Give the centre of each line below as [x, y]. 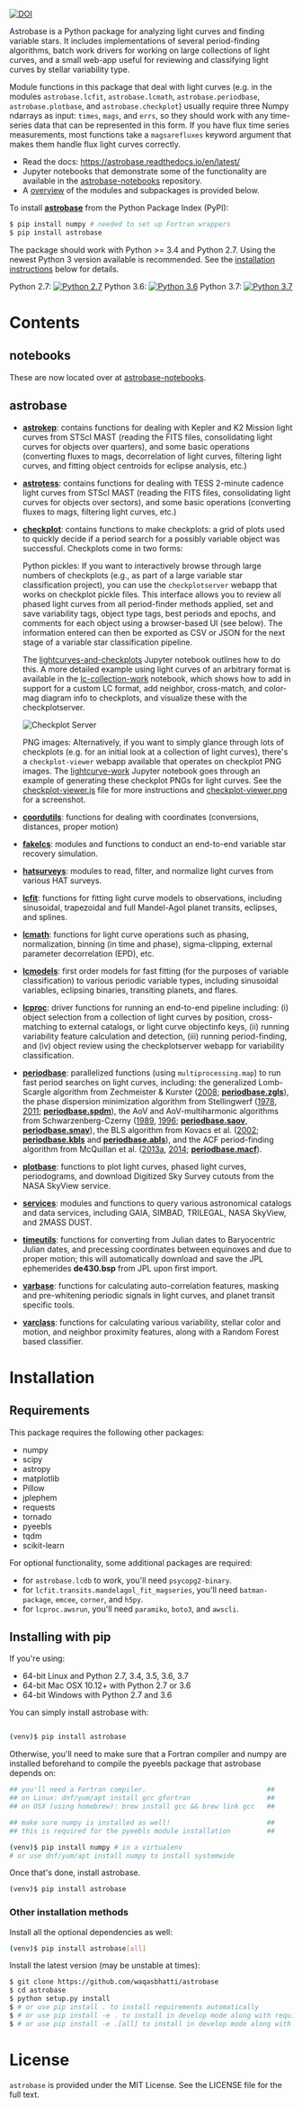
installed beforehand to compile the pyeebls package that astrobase [135, 1763]
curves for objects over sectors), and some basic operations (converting [156, 502]
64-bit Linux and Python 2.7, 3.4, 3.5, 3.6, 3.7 [105, 1676]
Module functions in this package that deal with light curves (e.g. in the [141, 87]
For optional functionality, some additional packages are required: [131, 1562]
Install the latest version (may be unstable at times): [105, 1966]
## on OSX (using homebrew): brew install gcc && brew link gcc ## [142, 1807]
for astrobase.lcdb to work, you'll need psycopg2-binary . [127, 1580]
